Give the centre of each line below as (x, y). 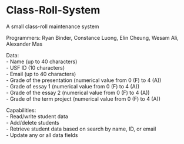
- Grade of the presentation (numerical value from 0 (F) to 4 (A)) (84, 80)
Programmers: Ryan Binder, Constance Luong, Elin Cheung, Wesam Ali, (93, 37)
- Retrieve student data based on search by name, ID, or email (81, 129)
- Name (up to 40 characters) (42, 61)
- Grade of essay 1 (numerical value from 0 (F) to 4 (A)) (73, 86)
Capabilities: (21, 110)
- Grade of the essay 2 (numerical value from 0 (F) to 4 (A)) (78, 92)
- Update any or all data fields (42, 135)
